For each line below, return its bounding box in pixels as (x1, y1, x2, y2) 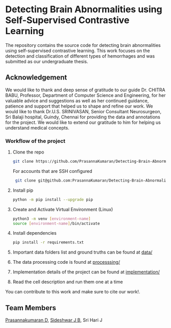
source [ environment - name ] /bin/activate (12, 221, 100, 226)
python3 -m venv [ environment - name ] (12, 216, 91, 221)
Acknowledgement (5, 73, 67, 82)
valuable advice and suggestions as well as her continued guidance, (5, 97, 149, 104)
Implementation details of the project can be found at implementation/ (12, 269, 160, 275)
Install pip (12, 187, 33, 193)
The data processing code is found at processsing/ (12, 259, 120, 265)
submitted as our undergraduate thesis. (5, 58, 88, 64)
